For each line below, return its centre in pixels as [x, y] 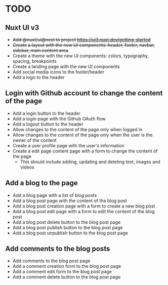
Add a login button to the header [46, 113]
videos [27, 167]
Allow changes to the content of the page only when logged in [77, 129]
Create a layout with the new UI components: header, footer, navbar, [84, 45]
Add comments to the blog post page [51, 261]
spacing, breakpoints [34, 61]
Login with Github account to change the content [84, 93]
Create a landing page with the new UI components [66, 67]
